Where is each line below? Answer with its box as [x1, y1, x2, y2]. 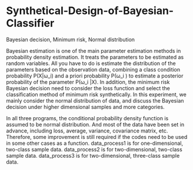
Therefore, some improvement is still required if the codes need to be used [6, 133, 188, 140]
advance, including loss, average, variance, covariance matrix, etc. [6, 127, 168, 134]
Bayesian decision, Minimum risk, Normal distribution [6, 36, 135, 43]
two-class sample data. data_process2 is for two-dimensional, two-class [6, 145, 182, 153]
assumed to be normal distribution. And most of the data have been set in [6, 121, 184, 128]
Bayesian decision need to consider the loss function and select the [6, 84, 171, 91]
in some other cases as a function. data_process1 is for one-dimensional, [6, 140, 184, 147]
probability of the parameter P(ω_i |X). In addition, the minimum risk [6, 78, 170, 86]
